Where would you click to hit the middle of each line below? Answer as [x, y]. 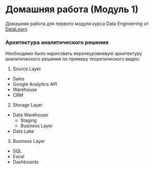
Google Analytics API [35, 84]
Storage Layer [28, 105]
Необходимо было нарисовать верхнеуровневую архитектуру [74, 54]
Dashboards [26, 162]
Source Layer [27, 69]
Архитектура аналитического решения [57, 42]
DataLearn [16, 29]
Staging [28, 120]
